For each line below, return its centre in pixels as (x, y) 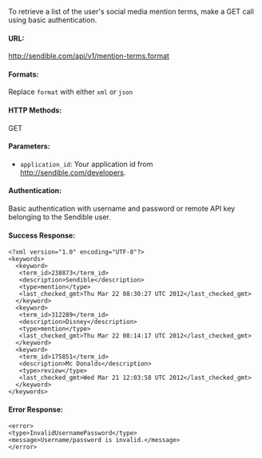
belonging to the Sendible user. (60, 217)
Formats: (24, 74)
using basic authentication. (53, 20)
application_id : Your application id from (86, 164)
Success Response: (42, 235)
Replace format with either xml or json (71, 92)
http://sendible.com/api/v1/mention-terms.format (89, 56)
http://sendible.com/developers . (73, 172)
